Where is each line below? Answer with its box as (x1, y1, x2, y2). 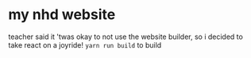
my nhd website (8, 6, 116, 24)
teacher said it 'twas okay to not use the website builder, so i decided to (8, 32, 244, 41)
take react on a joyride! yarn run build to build (8, 40, 162, 49)
